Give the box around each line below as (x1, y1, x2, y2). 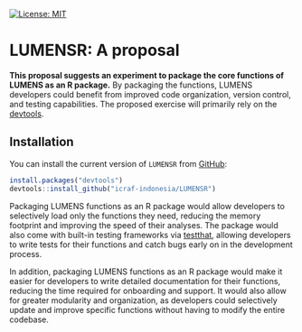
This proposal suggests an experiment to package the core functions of (9, 69, 285, 80)
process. (9, 248, 42, 259)
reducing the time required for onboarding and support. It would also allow (9, 285, 287, 296)
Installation (9, 134, 74, 150)
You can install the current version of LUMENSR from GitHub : (9, 158, 228, 169)
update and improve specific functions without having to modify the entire (9, 304, 286, 315)
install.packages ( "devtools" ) (9, 176, 124, 185)
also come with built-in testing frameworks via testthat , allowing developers (9, 229, 291, 240)
